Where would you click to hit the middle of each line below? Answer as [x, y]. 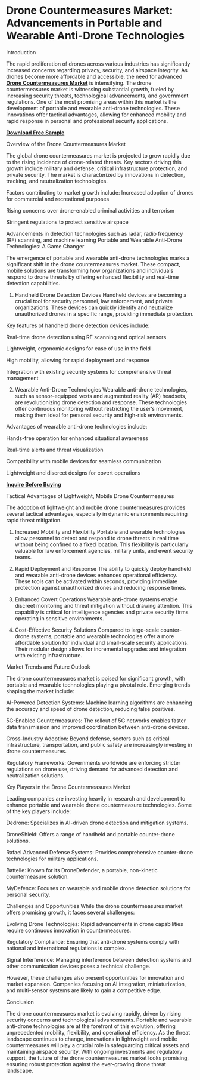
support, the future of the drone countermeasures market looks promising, [98, 1058]
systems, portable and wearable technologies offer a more [102, 636]
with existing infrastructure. [49, 655]
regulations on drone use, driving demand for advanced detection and [92, 769]
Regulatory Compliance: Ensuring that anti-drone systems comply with [93, 941]
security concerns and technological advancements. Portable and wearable [99, 1020]
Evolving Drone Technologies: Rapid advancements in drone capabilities [95, 924]
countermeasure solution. [38, 876]
